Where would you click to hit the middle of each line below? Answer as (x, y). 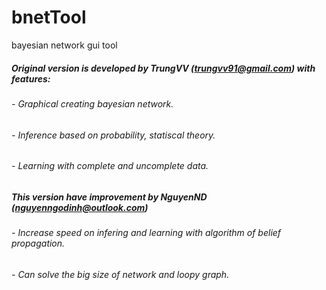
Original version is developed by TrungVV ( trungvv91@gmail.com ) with (163, 68)
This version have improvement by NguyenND (109, 197)
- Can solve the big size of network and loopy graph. (120, 274)
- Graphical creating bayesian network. (92, 103)
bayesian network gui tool (64, 45)
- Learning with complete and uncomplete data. (110, 166)
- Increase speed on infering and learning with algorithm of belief (146, 233)
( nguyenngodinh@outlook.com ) (80, 207)
